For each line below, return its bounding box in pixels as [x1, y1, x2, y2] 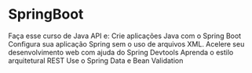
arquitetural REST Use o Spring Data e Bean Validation [8, 56, 184, 65]
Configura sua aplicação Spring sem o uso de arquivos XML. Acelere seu [8, 39, 245, 48]
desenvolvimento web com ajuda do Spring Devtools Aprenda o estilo [8, 47, 234, 57]
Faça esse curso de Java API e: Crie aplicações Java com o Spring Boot [8, 31, 242, 40]
